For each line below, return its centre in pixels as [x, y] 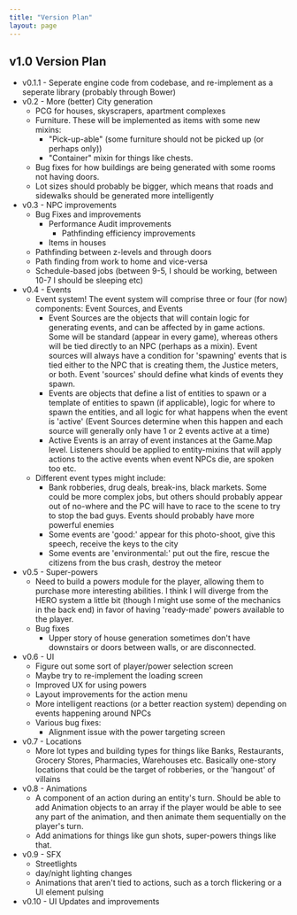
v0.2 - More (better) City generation [87, 102]
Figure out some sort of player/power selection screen [134, 666]
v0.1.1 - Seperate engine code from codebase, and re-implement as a [148, 83]
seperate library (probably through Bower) [99, 92]
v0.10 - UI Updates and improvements [91, 902]
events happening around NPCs [93, 713]
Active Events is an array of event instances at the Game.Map [160, 440]
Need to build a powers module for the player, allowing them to [149, 582]
